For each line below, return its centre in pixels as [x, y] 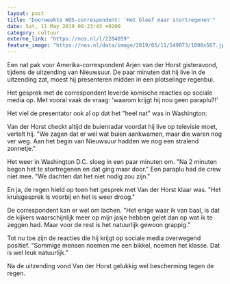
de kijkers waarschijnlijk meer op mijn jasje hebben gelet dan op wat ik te [110, 217]
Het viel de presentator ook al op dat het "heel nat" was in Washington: [107, 113]
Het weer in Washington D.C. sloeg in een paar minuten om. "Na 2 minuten [112, 162]
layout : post [26, 13]
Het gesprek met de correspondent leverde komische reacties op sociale [110, 93]
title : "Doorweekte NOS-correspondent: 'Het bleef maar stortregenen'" [111, 20]
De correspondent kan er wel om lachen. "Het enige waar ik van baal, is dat [114, 210]
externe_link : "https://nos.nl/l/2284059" [68, 39]
